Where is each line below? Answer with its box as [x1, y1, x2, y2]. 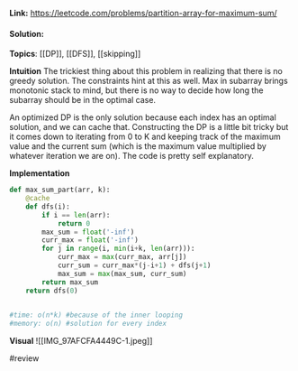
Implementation [9, 168, 70, 179]
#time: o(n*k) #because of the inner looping [9, 311, 183, 320]
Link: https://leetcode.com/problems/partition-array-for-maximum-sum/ [9, 8, 277, 18]
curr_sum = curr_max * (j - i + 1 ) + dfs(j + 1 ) [57, 261, 212, 270]
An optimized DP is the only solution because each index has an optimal [9, 112, 276, 123]
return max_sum [41, 277, 99, 287]
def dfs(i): [25, 202, 70, 211]
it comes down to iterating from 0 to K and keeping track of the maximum [9, 131, 281, 143]
